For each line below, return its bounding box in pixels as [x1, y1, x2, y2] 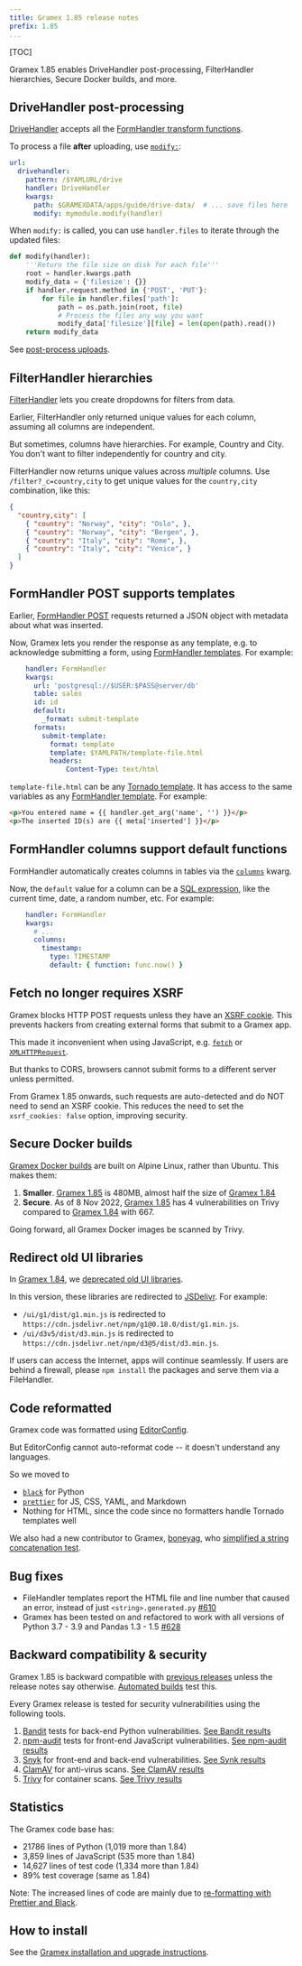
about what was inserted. [9, 619, 104, 630]
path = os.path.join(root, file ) [57, 302, 183, 311]
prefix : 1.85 [9, 22, 59, 31]
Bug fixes [9, 1568, 64, 1584]
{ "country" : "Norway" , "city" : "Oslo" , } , [25, 519, 192, 528]
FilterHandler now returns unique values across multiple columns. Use [9, 466, 270, 477]
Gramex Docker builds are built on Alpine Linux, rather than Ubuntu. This [9, 1160, 279, 1171]
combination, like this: [9, 485, 91, 496]
